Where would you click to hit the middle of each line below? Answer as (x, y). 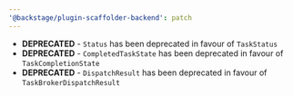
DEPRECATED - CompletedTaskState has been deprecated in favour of (152, 53)
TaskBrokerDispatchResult (71, 82)
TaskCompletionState (61, 63)
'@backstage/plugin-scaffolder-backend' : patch (101, 18)
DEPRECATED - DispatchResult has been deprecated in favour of (144, 72)
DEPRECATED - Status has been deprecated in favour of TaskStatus (150, 43)
